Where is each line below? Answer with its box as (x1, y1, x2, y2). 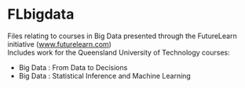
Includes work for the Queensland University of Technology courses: (7, 48, 231, 57)
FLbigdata (7, 5, 75, 23)
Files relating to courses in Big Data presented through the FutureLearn (7, 31, 237, 40)
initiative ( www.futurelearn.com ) (7, 39, 112, 48)
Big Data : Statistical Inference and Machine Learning (18, 71, 192, 80)
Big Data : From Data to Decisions (18, 62, 128, 72)
